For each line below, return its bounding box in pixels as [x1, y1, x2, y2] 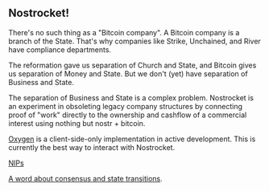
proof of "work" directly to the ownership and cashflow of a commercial [8, 110, 247, 120]
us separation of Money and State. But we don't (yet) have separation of [8, 68, 248, 79]
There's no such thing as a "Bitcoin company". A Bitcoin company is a [8, 27, 240, 37]
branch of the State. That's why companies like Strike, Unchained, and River [8, 36, 262, 46]
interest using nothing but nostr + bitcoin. [8, 118, 146, 128]
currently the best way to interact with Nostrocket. [8, 142, 176, 152]
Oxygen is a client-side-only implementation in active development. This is [8, 134, 256, 144]
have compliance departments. [8, 44, 111, 55]
